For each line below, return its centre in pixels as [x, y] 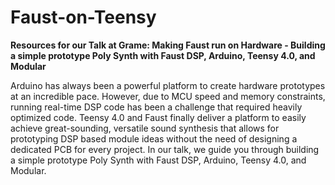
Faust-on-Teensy [83, 17]
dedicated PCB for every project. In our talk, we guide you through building [165, 149]
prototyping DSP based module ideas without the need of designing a [154, 138]
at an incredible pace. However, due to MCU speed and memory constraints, [168, 96]
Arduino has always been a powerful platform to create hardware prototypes [168, 85]
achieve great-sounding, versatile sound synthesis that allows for [145, 128]
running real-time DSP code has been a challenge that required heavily [156, 107]
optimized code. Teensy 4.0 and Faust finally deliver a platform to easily [158, 117]
